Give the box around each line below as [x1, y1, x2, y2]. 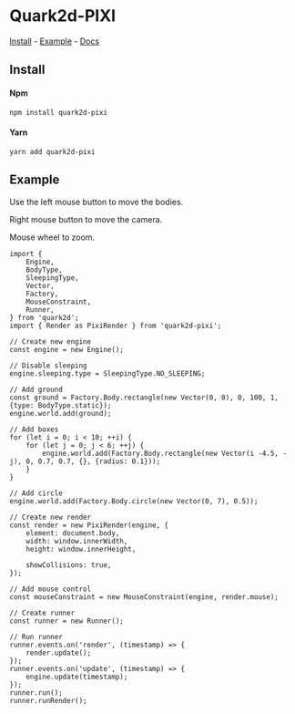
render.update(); [25, 648, 92, 657]
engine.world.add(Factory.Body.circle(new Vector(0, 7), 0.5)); [9, 496, 259, 506]
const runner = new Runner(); [9, 616, 125, 626]
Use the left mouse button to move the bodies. [9, 196, 184, 207]
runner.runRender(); [9, 696, 88, 705]
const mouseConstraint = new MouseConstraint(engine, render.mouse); [9, 592, 280, 602]
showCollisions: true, [25, 560, 112, 570]
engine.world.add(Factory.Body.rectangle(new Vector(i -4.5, [42, 449, 280, 458]
